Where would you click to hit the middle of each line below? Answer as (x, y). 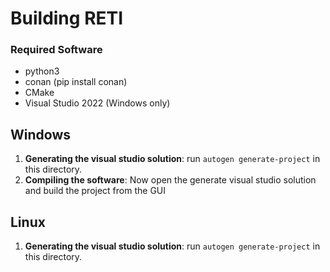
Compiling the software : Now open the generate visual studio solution (170, 180)
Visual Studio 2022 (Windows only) (97, 103)
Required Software (56, 50)
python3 (42, 71)
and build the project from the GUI (95, 191)
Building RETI (67, 18)
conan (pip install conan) (76, 82)
